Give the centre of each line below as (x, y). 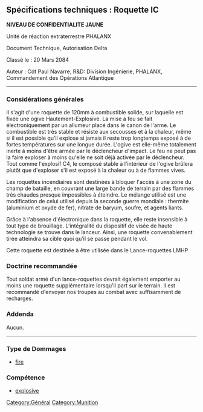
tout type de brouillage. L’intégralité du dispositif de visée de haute (89, 226)
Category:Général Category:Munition (52, 402)
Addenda (20, 314)
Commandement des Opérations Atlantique (60, 77)
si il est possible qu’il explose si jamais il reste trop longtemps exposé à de (99, 138)
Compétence (26, 378)
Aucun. (15, 327)
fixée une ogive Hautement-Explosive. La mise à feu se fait (79, 119)
